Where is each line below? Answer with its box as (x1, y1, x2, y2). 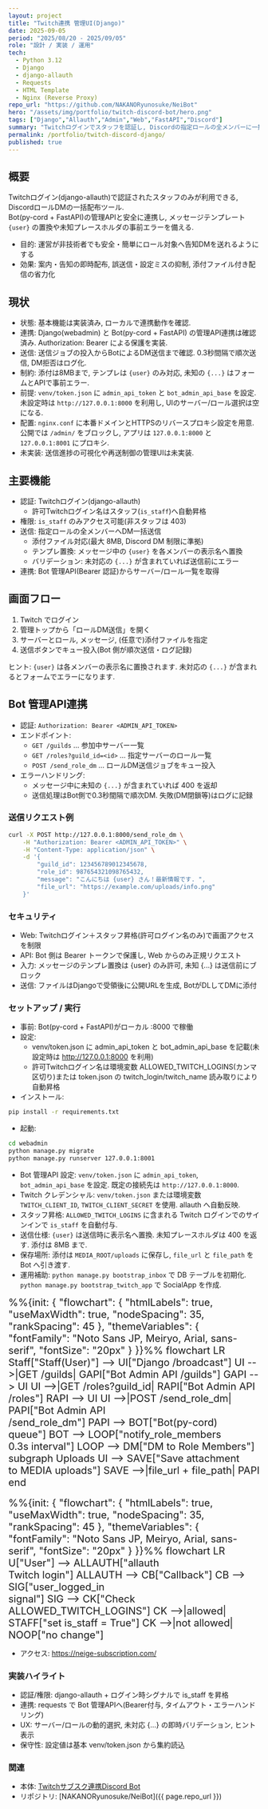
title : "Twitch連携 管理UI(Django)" (8, 19, 125, 27)
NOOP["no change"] (8, 1628, 104, 1641)
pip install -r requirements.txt (8, 1108, 120, 1116)
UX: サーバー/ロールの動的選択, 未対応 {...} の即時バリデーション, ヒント (19, 1720, 257, 1730)
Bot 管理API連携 (8, 698, 88, 711)
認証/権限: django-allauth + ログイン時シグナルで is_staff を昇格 (19, 1690, 229, 1700)
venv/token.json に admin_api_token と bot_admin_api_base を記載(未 (31, 1042, 260, 1052)
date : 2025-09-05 (8, 26, 66, 34)
